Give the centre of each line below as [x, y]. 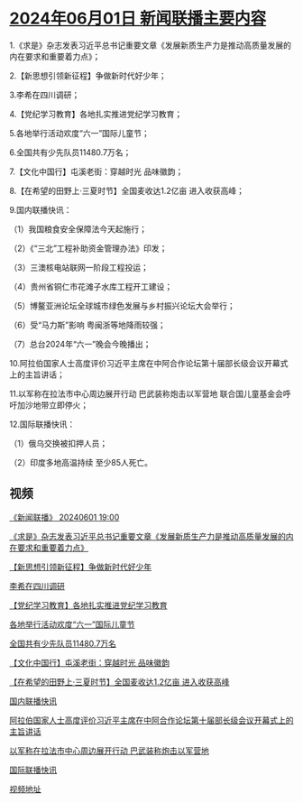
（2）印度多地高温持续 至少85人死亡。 [81, 462]
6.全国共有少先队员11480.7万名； [70, 152]
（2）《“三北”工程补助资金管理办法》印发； [88, 248]
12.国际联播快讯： [42, 424]
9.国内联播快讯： [41, 209]
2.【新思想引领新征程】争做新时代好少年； [88, 75]
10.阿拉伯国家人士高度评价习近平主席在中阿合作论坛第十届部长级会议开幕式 [149, 363]
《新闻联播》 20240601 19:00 [64, 517]
